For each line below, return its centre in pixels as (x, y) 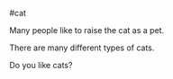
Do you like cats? (41, 65)
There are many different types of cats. (82, 48)
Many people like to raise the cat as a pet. (87, 30)
